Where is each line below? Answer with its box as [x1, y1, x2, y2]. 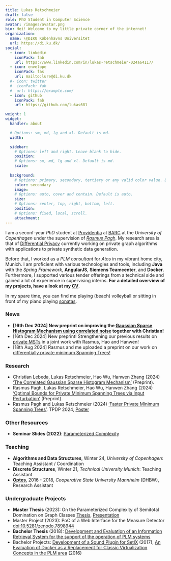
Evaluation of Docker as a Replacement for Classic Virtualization [12, 544, 148, 550]
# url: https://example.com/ [10, 88, 74, 93]
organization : [5, 31, 36, 36]
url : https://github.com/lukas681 [14, 103, 88, 108]
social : [5, 45, 22, 51]
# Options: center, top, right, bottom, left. [14, 201, 115, 207]
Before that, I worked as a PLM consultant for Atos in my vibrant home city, [5, 256, 163, 262]
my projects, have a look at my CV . [5, 283, 80, 289]
